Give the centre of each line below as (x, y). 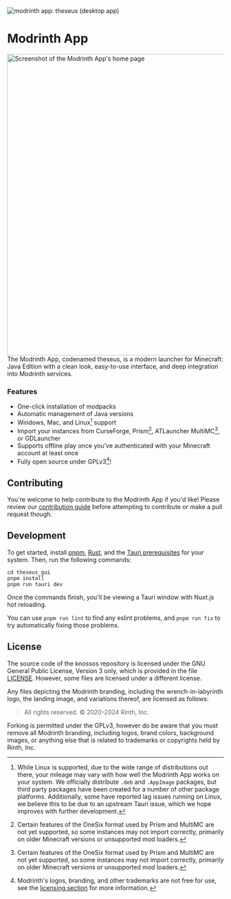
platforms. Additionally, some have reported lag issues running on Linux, (119, 796)
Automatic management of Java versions (75, 414)
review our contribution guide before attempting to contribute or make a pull (115, 507)
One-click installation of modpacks (66, 406)
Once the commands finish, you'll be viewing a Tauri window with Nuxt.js (111, 597)
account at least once (48, 453)
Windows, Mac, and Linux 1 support (67, 422)
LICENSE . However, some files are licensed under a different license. (104, 678)
